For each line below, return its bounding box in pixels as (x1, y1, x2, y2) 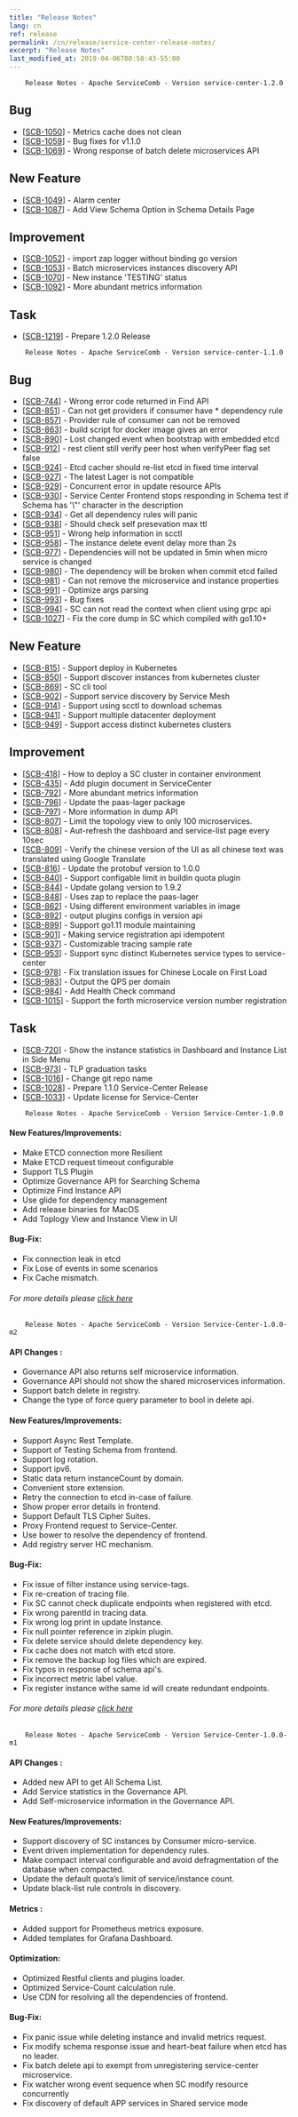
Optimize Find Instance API (21, 1185, 122, 1195)
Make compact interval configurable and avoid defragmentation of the (21, 1855, 279, 1865)
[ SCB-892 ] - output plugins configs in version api (21, 910, 203, 921)
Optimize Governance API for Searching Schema (21, 1175, 200, 1186)
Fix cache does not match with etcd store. (21, 1645, 176, 1656)
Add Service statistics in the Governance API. (21, 1786, 189, 1797)
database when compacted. (21, 1864, 125, 1875)
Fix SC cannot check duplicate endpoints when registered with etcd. (21, 1597, 272, 1609)
